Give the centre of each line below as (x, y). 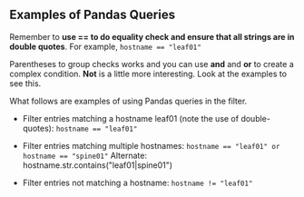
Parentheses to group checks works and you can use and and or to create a (152, 64)
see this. (25, 83)
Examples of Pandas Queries (92, 15)
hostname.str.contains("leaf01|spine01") (98, 165)
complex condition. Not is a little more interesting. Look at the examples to (148, 74)
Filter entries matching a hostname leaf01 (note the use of (130, 118)
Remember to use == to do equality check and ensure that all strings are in (152, 36)
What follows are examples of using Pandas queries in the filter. (128, 101)
